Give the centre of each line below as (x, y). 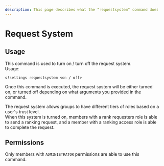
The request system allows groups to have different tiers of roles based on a (82, 106)
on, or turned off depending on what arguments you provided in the (73, 92)
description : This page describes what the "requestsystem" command (76, 10)
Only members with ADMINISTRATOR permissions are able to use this (72, 154)
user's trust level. (23, 112)
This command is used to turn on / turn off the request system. (68, 63)
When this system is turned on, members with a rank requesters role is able (81, 117)
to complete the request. (30, 127)
